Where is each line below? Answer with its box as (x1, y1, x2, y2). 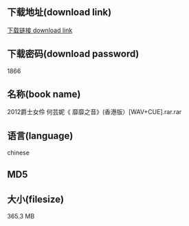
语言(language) (7, 130, 74, 142)
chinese (7, 148, 30, 157)
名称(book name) (7, 89, 81, 100)
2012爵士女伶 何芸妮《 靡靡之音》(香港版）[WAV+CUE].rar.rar (7, 108, 182, 116)
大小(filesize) (7, 194, 64, 205)
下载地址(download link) (7, 6, 112, 19)
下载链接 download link (7, 26, 73, 34)
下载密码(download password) (7, 48, 140, 60)
